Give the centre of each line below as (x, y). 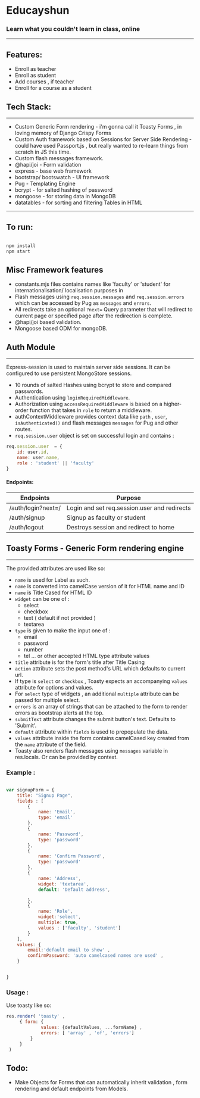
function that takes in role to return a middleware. (91, 410)
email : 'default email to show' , (69, 950)
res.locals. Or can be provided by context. (66, 757)
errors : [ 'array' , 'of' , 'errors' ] (87, 1033)
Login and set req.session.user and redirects (129, 508)
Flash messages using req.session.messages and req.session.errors (99, 297)
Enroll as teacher (35, 69)
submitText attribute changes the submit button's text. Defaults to (95, 719)
